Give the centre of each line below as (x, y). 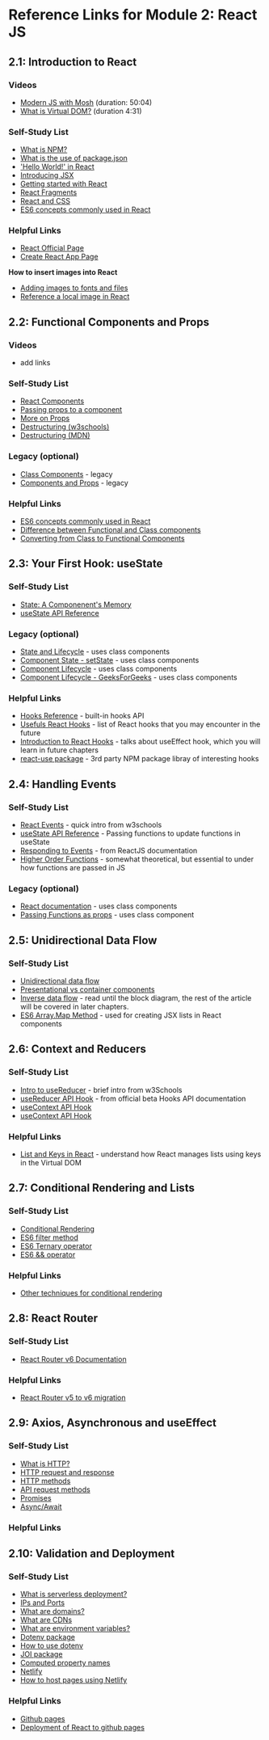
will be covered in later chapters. (74, 1007)
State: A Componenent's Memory (76, 605)
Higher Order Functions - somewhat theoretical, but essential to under (137, 859)
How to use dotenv (51, 1645)
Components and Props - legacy (74, 482)
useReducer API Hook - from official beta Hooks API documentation (133, 1098)
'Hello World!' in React (57, 166)
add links (35, 363)
